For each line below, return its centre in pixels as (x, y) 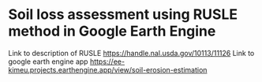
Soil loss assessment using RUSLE (123, 15)
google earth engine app (48, 61)
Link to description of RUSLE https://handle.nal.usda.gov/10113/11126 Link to (131, 53)
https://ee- (107, 61)
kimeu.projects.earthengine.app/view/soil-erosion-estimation (108, 69)
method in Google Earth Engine (112, 31)
